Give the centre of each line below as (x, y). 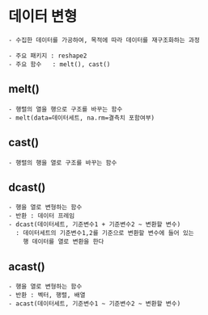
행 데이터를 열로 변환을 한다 (64, 242)
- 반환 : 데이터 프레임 (42, 216)
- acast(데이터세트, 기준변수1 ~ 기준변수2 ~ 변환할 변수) (95, 304)
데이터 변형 (43, 17)
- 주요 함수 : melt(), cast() (59, 64)
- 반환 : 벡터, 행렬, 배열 (47, 296)
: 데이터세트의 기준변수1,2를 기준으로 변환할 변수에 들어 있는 (105, 233)
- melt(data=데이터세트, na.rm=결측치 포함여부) (82, 118)
